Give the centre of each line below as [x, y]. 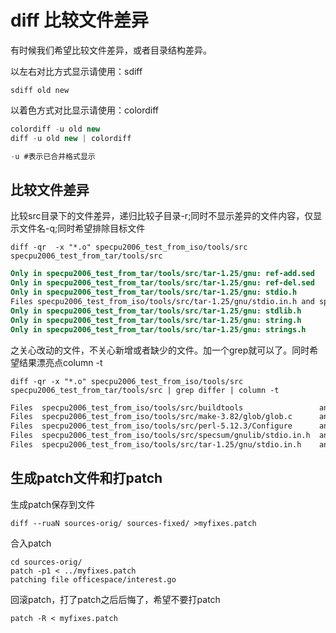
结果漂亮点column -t [60, 362]
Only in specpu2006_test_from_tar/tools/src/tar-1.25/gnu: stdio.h [154, 292]
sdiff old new [40, 90]
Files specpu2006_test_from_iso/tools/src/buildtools [127, 407]
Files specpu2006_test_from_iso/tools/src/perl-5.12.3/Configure [151, 426]
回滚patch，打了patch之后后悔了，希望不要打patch [115, 599]
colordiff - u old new [55, 129]
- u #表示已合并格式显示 [53, 156]
